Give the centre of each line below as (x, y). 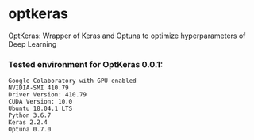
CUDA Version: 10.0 (40, 102)
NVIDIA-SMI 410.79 (38, 88)
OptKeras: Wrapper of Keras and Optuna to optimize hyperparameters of (127, 36)
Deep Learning (33, 44)
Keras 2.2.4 (28, 123)
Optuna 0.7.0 (30, 130)
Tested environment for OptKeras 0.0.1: (86, 64)
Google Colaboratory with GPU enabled (72, 81)
